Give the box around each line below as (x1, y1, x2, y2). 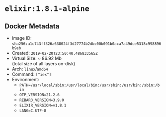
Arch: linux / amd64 (11, 66, 48, 72)
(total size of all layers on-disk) (11, 61, 76, 66)
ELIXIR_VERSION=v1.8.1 (19, 103, 67, 108)
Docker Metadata (4, 22, 60, 30)
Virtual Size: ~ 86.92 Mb (11, 55, 62, 61)
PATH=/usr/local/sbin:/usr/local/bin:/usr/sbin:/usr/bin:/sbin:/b (19, 83, 160, 88)
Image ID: (11, 35, 32, 41)
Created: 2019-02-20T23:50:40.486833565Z (11, 50, 98, 56)
